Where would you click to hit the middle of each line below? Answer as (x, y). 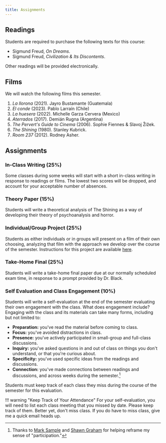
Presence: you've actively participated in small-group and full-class (82, 338)
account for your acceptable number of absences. (56, 186)
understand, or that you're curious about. (54, 354)
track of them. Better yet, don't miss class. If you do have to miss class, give (83, 410)
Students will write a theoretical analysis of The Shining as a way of (74, 210)
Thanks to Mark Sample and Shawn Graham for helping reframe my (81, 430)
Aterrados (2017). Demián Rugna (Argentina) (58, 119)
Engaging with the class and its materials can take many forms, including (79, 313)
